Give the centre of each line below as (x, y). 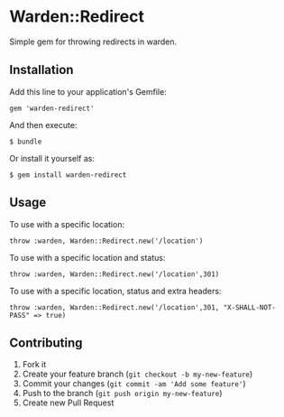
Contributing (46, 343)
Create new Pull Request (68, 403)
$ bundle (26, 142)
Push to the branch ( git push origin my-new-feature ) (122, 394)
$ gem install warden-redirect (68, 175)
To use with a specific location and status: (87, 257)
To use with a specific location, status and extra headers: (115, 291)
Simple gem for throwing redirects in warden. (93, 42)
